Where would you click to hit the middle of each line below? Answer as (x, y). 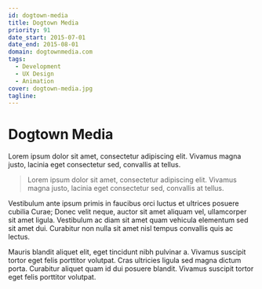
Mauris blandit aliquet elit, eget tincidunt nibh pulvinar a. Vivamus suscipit (127, 252)
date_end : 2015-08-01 (44, 45)
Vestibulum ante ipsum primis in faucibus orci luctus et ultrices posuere (124, 203)
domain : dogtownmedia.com (50, 52)
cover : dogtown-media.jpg (50, 88)
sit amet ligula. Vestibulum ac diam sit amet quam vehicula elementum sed (128, 220)
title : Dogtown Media (44, 23)
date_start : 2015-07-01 (47, 37)
